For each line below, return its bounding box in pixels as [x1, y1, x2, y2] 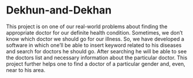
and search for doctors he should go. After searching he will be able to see [6, 48, 187, 55]
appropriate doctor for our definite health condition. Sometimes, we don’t [6, 29, 183, 36]
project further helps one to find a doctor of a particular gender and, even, [6, 60, 186, 67]
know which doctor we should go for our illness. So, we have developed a [6, 35, 185, 42]
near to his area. [6, 66, 46, 73]
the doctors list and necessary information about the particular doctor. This [6, 54, 188, 61]
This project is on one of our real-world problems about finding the [6, 23, 168, 30]
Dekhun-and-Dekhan [6, 4, 112, 17]
